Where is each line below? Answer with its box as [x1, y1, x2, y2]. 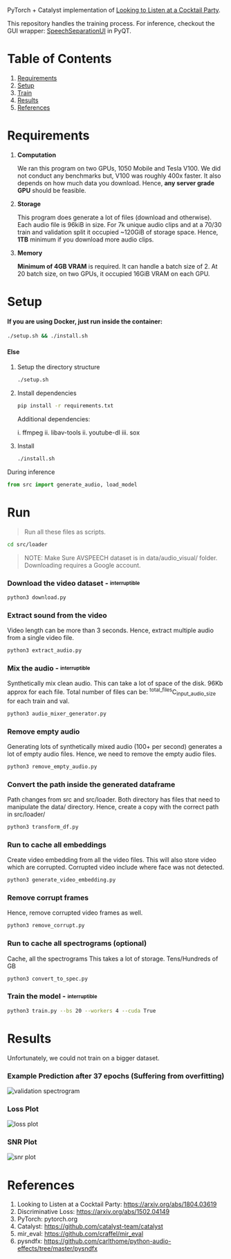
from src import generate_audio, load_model [7, 481, 138, 488]
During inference [7, 468, 55, 476]
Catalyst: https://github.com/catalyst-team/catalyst [17, 1222, 164, 1231]
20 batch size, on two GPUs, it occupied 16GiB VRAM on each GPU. [17, 269, 210, 278]
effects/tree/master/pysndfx [17, 1244, 98, 1253]
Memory [17, 248, 43, 257]
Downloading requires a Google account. [24, 561, 141, 569]
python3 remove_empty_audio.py [7, 763, 98, 770]
